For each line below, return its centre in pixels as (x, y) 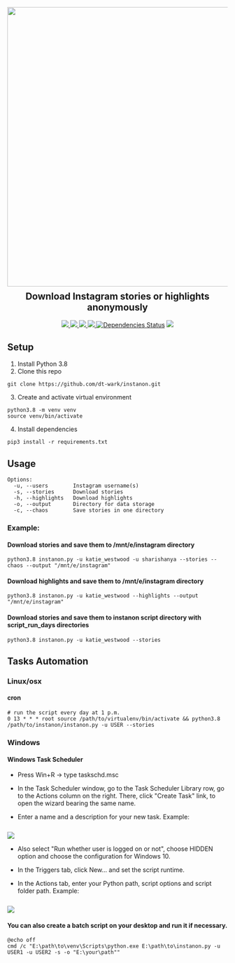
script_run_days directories (48, 624)
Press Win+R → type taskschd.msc (68, 775)
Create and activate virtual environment (74, 397)
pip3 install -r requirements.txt (58, 442)
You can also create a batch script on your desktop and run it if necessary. (117, 925)
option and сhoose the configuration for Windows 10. (94, 856)
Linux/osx (24, 681)
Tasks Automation (48, 661)
